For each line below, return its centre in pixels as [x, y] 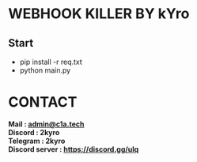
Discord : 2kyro [34, 132]
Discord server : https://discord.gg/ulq [74, 149]
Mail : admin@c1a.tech [46, 124]
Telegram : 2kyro [37, 141]
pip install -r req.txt [51, 62]
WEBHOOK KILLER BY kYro [99, 14]
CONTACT [43, 102]
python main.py [45, 70]
